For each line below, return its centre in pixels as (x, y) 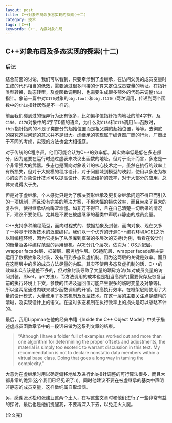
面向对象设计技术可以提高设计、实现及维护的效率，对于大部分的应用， (88, 178)
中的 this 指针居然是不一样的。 (41, 105)
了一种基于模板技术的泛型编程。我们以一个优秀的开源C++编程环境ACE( (80, 232)
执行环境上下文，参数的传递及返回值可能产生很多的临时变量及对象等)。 (89, 283)
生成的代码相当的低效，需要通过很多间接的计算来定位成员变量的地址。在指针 (86, 86)
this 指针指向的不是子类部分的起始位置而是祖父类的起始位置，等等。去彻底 (84, 128)
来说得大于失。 (25, 184)
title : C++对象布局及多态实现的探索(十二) (46, 15)
